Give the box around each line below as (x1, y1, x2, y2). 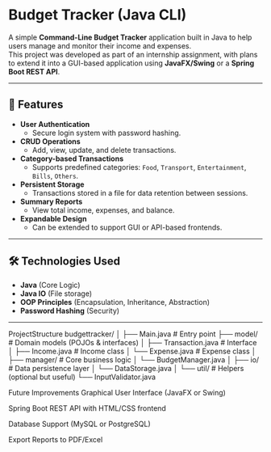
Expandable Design (19, 213, 87, 223)
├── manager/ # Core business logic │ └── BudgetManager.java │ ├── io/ (8, 354, 260, 365)
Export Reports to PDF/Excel (8, 434, 103, 444)
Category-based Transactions (19, 154, 123, 163)
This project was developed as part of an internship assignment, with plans (8, 49, 258, 59)
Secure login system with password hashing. (31, 128, 181, 137)
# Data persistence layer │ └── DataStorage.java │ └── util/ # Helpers (8, 363, 244, 373)
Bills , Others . (31, 171, 79, 180)
